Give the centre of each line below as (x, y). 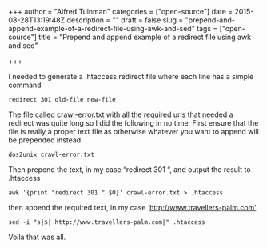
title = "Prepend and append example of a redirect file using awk (145, 37)
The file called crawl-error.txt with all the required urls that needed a (121, 114)
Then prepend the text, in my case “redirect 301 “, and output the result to (130, 170)
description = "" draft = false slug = (125, 20)
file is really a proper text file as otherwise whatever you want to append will (134, 132)
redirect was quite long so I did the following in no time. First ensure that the (133, 123)
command (25, 85)
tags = (207, 28)
